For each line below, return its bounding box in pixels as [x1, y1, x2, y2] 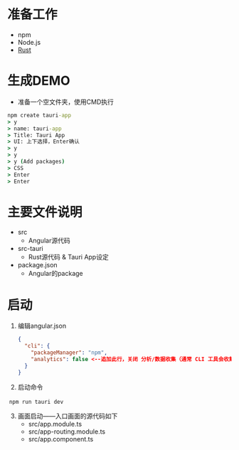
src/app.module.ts [28, 419, 83, 428]
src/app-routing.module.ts [28, 427, 106, 436]
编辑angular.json [17, 321, 66, 331]
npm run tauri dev [9, 398, 64, 405]
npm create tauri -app [7, 112, 72, 119]
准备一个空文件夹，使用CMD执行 [17, 97, 114, 106]
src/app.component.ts [28, 434, 94, 443]
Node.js [17, 38, 41, 46]
